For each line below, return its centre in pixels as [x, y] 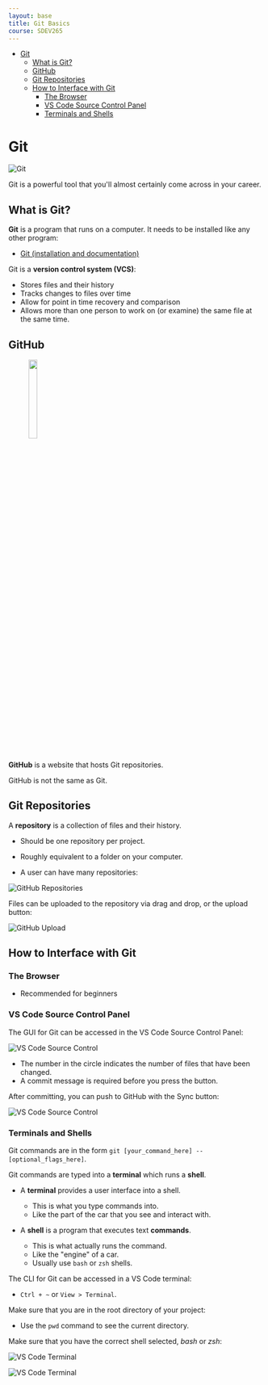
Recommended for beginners [69, 993]
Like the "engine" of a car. [75, 1255]
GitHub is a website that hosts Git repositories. [86, 765]
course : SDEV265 [36, 31]
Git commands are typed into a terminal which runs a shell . [107, 1175]
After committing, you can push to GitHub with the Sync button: [114, 1096]
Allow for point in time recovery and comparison [100, 302]
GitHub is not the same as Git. [58, 780]
